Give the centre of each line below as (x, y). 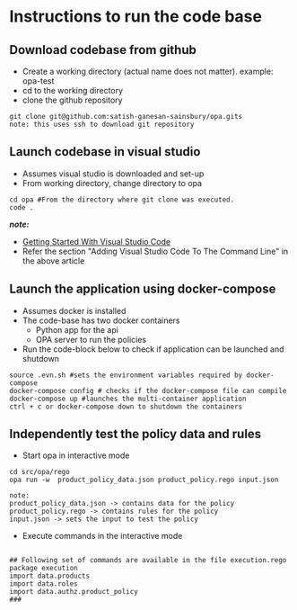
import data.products (50, 576)
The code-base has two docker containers (101, 320)
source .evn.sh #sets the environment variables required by (126, 375)
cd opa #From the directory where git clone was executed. (122, 200)
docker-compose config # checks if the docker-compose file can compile (148, 390)
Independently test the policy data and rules (135, 434)
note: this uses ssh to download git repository (102, 124)
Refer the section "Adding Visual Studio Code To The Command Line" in (155, 251)
